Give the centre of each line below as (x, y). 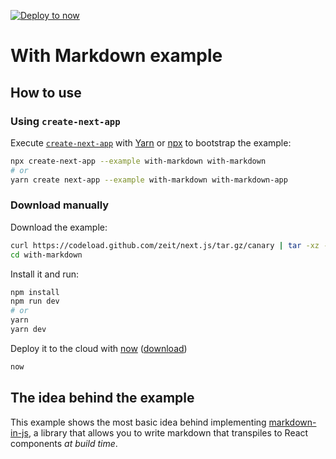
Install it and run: (45, 274)
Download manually (60, 205)
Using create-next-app (65, 121)
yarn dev (28, 330)
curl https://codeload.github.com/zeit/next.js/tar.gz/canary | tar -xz (165, 245)
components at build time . (64, 443)
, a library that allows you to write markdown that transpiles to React (168, 432)
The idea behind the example (102, 398)
